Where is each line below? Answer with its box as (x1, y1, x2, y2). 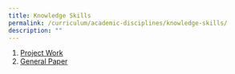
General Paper (19, 56, 68, 66)
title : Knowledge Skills (8, 11, 91, 20)
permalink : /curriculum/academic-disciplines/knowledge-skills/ (8, 19, 228, 27)
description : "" (8, 26, 63, 34)
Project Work (19, 49, 63, 58)
